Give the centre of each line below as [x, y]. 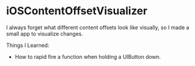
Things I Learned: [28, 45]
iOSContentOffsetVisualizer [77, 11]
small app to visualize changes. [45, 33]
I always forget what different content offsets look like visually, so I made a [98, 27]
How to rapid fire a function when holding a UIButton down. [88, 56]
